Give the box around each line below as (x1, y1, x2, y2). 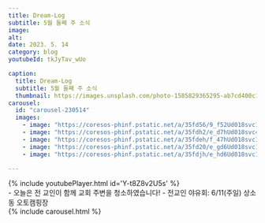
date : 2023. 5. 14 (8, 41, 69, 49)
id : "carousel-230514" (15, 106, 90, 114)
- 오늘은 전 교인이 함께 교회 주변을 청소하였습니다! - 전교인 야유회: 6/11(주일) (8, 188, 242, 198)
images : (15, 113, 41, 122)
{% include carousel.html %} (8, 206, 102, 217)
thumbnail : (15, 91, 51, 99)
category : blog (8, 48, 58, 56)
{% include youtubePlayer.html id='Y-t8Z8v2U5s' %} (8, 179, 180, 188)
